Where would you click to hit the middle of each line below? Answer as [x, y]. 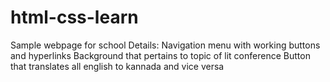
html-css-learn [74, 17]
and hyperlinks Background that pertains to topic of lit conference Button [160, 55]
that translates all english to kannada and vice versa [117, 66]
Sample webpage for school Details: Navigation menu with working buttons [165, 45]
